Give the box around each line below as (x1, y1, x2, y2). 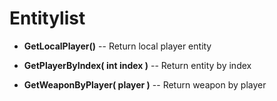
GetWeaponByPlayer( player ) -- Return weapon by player (23, 78, 267, 91)
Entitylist (9, 7, 86, 30)
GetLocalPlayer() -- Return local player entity (23, 40, 212, 52)
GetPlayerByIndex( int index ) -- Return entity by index (23, 59, 252, 71)
